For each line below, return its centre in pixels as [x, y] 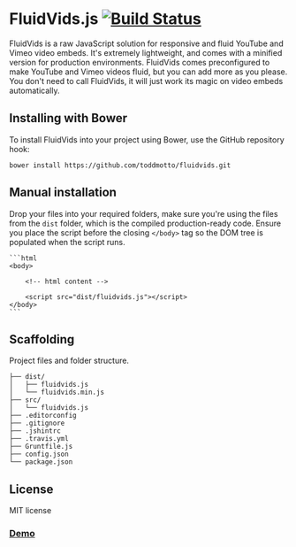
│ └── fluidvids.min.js [57, 393]
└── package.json [41, 462]
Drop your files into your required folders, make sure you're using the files [144, 213]
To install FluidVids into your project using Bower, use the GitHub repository [147, 139]
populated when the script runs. [67, 242]
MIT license [30, 511]
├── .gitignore [37, 424]
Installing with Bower [68, 118]
